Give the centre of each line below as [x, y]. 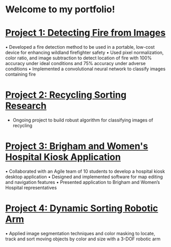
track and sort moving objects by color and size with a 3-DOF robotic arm [83, 239]
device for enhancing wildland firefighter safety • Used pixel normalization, [84, 53]
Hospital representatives [31, 188]
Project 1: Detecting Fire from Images [85, 33]
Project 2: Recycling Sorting [66, 95]
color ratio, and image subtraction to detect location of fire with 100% [79, 58]
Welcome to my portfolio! [60, 9]
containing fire [20, 74]
